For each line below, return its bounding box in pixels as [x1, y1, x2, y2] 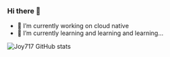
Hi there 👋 [7, 6, 41, 16]
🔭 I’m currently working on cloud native [17, 22, 129, 30]
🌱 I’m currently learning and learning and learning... [17, 29, 164, 37]
